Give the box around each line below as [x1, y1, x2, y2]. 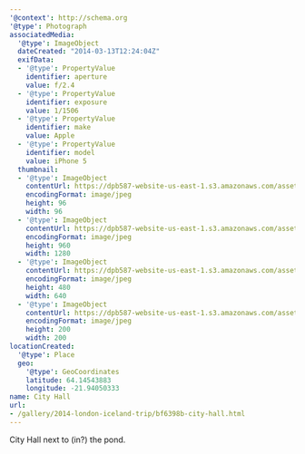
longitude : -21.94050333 [25, 384, 120, 393]
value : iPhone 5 [25, 156, 88, 166]
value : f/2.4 [25, 81, 75, 90]
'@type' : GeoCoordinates [25, 367, 120, 376]
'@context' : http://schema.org [9, 13, 128, 23]
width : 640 [25, 291, 67, 300]
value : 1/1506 [25, 106, 79, 115]
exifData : [17, 55, 54, 64]
